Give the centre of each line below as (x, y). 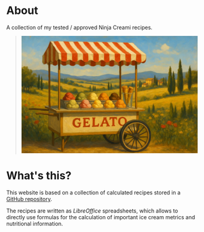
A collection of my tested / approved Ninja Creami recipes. (80, 27)
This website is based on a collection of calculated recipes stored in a (93, 193)
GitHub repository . (29, 199)
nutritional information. (35, 224)
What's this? (39, 176)
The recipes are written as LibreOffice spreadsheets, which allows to (92, 211)
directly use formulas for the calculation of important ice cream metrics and (101, 217)
